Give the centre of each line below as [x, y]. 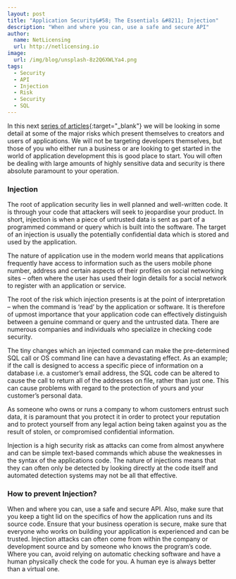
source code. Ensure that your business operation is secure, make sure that [117, 524]
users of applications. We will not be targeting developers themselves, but [115, 141]
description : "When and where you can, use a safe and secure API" [108, 27]
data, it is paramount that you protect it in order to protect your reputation [114, 417]
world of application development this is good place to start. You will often [115, 155]
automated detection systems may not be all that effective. [92, 476]
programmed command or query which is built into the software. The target [117, 227]
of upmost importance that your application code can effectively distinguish [117, 314]
